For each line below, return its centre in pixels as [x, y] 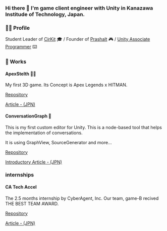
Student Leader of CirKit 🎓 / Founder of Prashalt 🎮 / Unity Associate [78, 39]
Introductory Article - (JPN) [34, 162]
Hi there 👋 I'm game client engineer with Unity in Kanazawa [79, 8]
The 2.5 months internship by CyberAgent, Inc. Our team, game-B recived [82, 198]
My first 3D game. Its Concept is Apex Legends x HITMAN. [66, 85]
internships [20, 175]
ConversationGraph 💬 [28, 116]
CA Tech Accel [21, 187]
